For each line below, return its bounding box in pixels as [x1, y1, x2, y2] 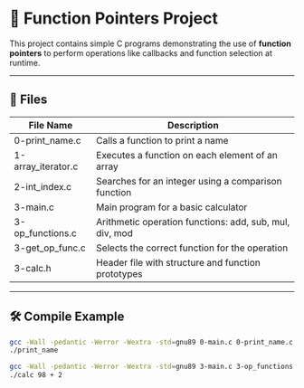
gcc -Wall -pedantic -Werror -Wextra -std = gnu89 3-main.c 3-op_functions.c [9, 362, 301, 372]
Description [166, 118, 219, 131]
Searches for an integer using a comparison [96, 175, 282, 187]
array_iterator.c [14, 160, 79, 173]
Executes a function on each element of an [96, 148, 278, 161]
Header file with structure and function [96, 256, 261, 269]
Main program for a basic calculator [96, 201, 248, 213]
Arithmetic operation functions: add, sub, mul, [96, 215, 290, 228]
